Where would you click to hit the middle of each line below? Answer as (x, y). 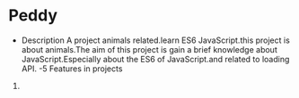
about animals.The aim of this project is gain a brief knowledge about (149, 49)
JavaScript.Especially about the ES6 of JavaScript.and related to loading (155, 59)
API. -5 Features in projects (72, 69)
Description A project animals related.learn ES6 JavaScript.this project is (156, 40)
